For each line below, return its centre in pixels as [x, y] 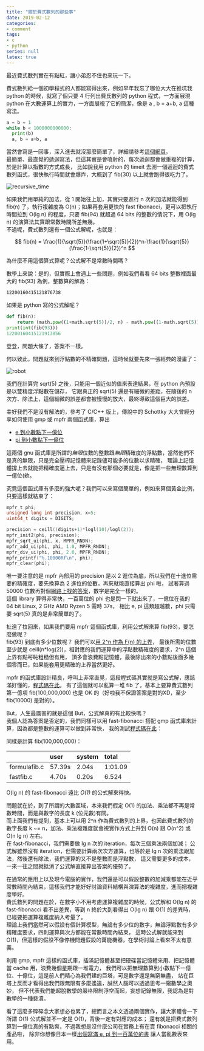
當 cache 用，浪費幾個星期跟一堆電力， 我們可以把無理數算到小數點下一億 [99, 968]
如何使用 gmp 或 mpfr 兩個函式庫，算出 [61, 419]
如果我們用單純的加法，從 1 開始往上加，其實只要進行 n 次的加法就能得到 [97, 199]
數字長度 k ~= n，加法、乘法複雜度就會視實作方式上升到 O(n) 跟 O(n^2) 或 [99, 828]
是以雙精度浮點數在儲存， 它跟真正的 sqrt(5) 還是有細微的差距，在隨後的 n [99, 391]
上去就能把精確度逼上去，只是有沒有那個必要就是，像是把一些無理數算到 [107, 468]
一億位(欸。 [21, 475]
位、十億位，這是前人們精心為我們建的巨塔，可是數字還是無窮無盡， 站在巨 [100, 976]
